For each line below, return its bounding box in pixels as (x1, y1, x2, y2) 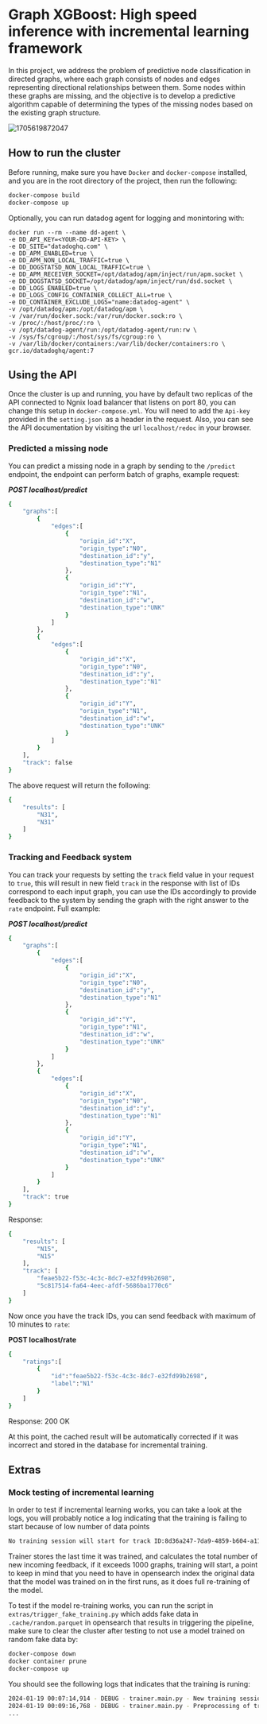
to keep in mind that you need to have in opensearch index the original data (8, 1568, 255, 1579)
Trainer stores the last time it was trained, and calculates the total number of (8, 1552, 258, 1561)
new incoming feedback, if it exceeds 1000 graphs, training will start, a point (8, 1560, 258, 1570)
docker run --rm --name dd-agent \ (8, 228, 126, 236)
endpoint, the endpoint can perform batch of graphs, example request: (8, 469, 240, 478)
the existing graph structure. (8, 107, 102, 117)
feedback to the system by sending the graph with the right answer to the (8, 895, 249, 905)
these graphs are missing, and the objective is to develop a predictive (8, 91, 236, 100)
